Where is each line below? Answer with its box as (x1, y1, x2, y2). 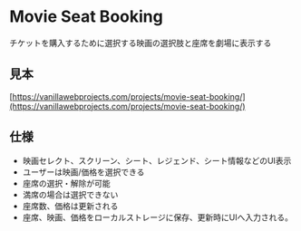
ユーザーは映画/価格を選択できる (22, 166, 145, 178)
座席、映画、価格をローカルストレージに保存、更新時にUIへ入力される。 (22, 211, 293, 223)
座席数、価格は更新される (22, 200, 119, 211)
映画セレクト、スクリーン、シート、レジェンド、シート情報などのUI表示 (22, 155, 292, 166)
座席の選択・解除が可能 (22, 178, 111, 188)
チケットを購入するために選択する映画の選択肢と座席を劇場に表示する (9, 37, 272, 48)
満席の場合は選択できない (22, 188, 119, 200)
